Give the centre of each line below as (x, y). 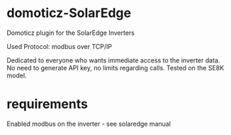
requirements (47, 104)
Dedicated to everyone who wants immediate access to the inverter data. (113, 60)
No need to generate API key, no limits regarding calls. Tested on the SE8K (115, 67)
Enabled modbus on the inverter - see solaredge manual (89, 124)
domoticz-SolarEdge (69, 13)
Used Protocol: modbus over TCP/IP (60, 46)
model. (17, 75)
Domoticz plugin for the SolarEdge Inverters (71, 33)
